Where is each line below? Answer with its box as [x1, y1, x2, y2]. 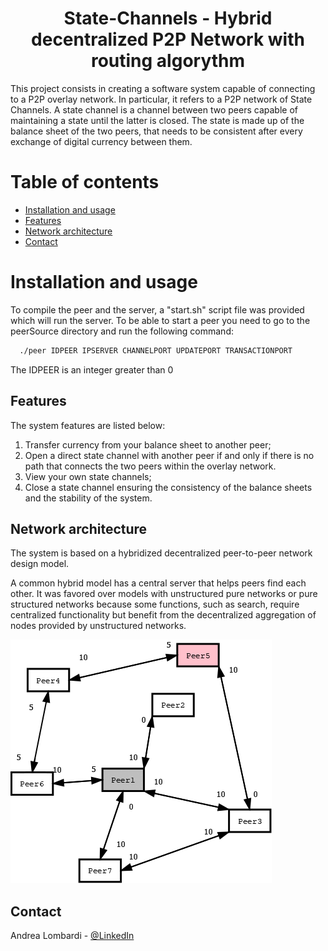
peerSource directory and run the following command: [10, 325, 234, 337]
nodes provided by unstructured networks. [10, 620, 187, 632]
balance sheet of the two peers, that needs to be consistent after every [10, 125, 303, 137]
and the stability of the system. [24, 492, 153, 504]
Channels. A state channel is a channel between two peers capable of [10, 103, 298, 116]
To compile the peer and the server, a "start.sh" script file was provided [10, 303, 305, 316]
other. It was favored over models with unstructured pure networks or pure [10, 588, 318, 600]
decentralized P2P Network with [31, 28, 305, 51]
